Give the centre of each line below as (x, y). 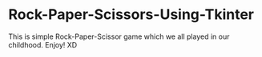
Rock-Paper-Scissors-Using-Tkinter (131, 15)
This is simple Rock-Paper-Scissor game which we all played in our (119, 36)
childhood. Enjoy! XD (43, 44)
